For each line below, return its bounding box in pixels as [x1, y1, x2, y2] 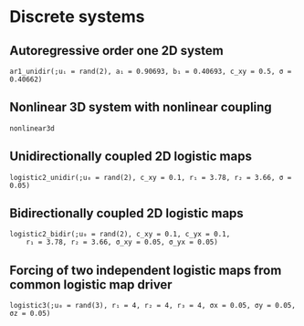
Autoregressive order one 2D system [9, 43, 224, 58]
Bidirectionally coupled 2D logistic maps [9, 205, 244, 221]
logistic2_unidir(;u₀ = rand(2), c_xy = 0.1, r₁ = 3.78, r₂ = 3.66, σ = [9, 173, 292, 182]
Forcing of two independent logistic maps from [9, 262, 282, 278]
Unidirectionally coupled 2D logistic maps [9, 149, 253, 164]
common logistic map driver [9, 277, 173, 292]
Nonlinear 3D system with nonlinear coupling [9, 100, 272, 115]
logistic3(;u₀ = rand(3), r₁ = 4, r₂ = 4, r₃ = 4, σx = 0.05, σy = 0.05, [9, 301, 297, 310]
